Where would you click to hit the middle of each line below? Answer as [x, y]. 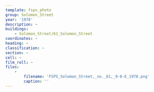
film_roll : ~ [19, 62]
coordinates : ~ [21, 39]
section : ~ [17, 53]
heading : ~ [17, 43]
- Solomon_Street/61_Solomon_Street [54, 34]
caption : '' [37, 81]
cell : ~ [14, 57]
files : [12, 67]
